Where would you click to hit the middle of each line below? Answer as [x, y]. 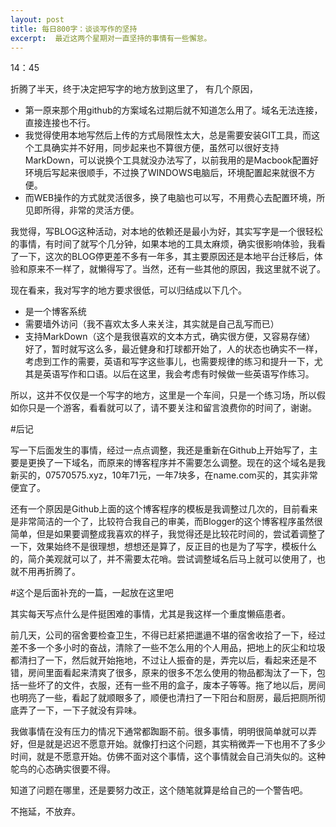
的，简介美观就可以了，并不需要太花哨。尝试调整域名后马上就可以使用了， [163, 559]
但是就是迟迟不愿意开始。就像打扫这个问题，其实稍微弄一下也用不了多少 [176, 744]
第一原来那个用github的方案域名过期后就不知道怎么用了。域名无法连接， [173, 110]
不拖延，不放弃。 [45, 812]
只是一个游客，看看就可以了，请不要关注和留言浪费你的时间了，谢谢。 [172, 408]
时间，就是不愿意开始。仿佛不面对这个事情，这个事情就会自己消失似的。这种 [168, 757]
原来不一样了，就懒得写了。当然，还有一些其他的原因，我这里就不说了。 [176, 269]
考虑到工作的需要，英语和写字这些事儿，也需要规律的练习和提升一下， [169, 362]
